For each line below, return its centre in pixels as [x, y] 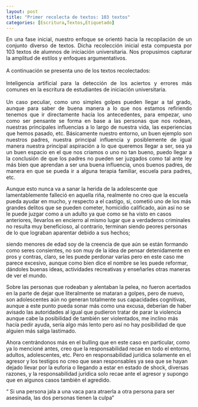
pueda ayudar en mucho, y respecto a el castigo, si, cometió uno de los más [99, 201]
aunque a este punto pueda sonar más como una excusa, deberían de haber [99, 306]
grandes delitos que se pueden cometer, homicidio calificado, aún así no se [98, 208]
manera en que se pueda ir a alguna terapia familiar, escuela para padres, [99, 171]
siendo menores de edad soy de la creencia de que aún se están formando [97, 244]
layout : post [22, 12]
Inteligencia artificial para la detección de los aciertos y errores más [99, 83]
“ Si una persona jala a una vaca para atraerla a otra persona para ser [90, 392]
